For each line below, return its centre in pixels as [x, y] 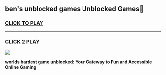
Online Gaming [21, 67]
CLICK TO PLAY [24, 23]
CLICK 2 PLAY [22, 41]
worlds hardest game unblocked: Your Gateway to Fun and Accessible [79, 62]
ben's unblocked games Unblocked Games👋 [75, 9]
